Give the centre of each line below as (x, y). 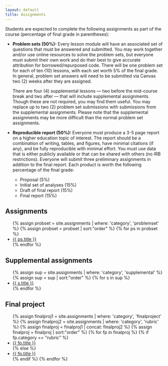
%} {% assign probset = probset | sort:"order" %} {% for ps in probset (85, 229)
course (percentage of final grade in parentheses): (57, 34)
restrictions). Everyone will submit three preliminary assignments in (81, 159)
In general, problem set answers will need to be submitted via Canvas (84, 76)
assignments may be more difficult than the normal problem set (78, 117)
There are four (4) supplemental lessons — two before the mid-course (85, 91)
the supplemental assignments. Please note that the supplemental (80, 112)
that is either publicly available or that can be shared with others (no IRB (86, 154)
